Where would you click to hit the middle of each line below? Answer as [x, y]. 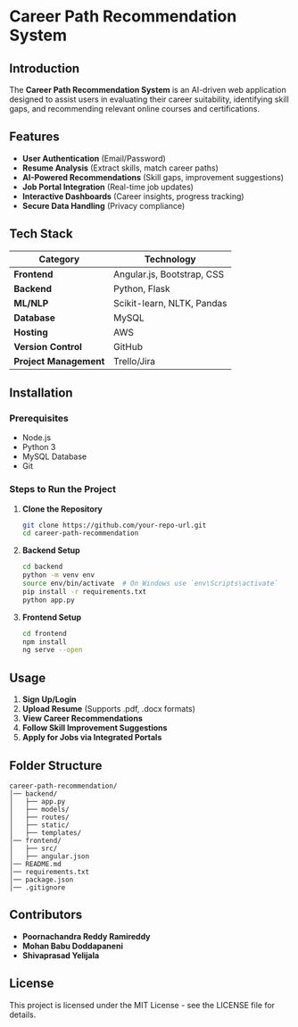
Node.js [37, 438]
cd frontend [44, 633]
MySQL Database [54, 456]
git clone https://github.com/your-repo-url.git [114, 525]
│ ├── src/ [33, 848]
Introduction [45, 68]
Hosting [31, 332]
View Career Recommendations [82, 718]
